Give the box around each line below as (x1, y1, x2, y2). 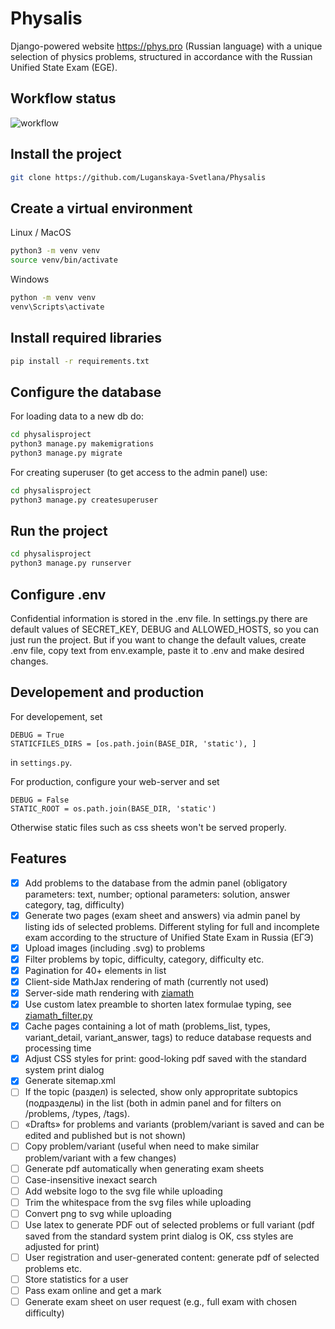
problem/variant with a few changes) (24, 1152, 177, 1164)
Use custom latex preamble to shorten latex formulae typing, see (24, 998, 292, 1011)
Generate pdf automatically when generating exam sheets (24, 1162, 265, 1174)
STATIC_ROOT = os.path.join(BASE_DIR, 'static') (10, 803, 217, 814)
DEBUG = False (10, 795, 70, 805)
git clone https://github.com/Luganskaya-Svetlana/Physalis (10, 172, 267, 182)
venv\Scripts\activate (10, 302, 105, 312)
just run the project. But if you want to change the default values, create (10, 634, 307, 646)
